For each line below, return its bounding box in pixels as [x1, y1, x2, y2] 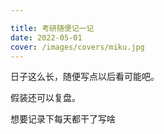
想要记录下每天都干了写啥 [10, 113, 116, 125]
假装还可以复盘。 [10, 92, 81, 104]
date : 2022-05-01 [10, 32, 83, 43]
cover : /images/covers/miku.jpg [10, 42, 145, 52]
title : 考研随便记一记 [10, 23, 95, 33]
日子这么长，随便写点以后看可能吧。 [10, 71, 160, 83]
